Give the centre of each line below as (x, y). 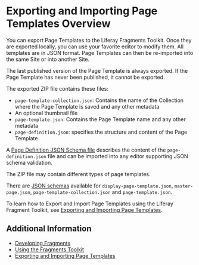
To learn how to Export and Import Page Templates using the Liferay (90, 204)
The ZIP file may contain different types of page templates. (78, 174)
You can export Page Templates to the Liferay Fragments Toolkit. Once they (99, 40)
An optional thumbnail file (46, 113)
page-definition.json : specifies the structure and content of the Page (101, 132)
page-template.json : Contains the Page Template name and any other (100, 119)
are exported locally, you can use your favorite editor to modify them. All (95, 47)
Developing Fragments (43, 243)
